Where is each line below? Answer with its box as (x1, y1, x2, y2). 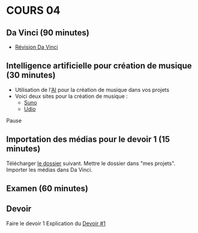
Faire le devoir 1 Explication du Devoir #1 (6, 220, 106, 227)
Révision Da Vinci (14, 43, 58, 50)
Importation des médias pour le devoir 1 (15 (6, 135, 170, 145)
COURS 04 (6, 4, 61, 17)
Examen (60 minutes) (6, 184, 89, 194)
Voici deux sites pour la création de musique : (14, 92, 128, 100)
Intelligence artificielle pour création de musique (6, 61, 192, 71)
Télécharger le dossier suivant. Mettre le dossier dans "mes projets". (6, 160, 176, 167)
